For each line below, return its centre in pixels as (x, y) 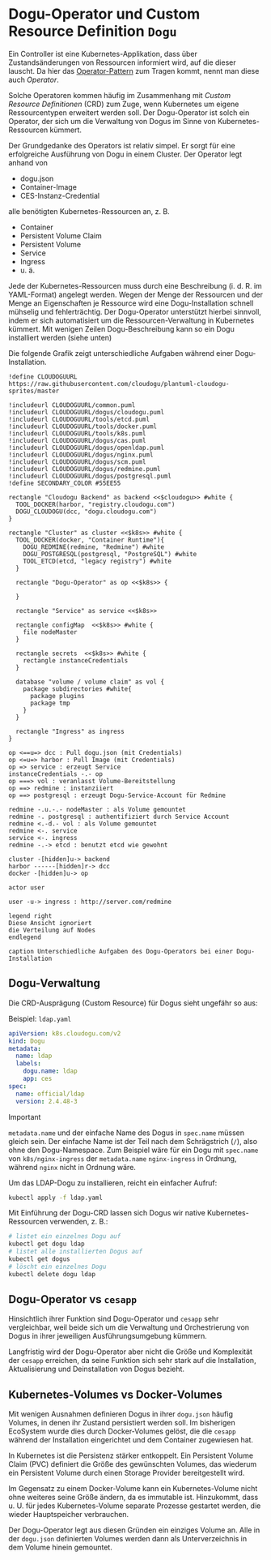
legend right (30, 916)
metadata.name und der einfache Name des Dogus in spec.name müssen (127, 1133)
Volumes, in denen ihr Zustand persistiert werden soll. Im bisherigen (122, 1423)
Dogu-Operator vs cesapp (73, 1299)
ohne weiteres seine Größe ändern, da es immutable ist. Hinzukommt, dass (133, 1498)
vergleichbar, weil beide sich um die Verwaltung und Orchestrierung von (129, 1327)
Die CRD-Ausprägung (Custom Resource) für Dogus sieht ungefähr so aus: (133, 1003)
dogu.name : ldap (51, 1071)
